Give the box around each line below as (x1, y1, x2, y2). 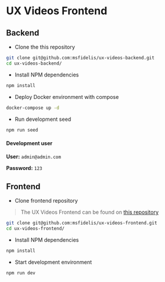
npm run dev (6, 270, 35, 276)
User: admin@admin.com (6, 153, 62, 160)
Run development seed (14, 116, 72, 123)
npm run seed (6, 127, 38, 133)
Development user (6, 139, 53, 146)
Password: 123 (6, 164, 43, 171)
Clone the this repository (14, 43, 75, 50)
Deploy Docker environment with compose (14, 93, 119, 100)
